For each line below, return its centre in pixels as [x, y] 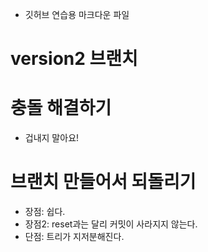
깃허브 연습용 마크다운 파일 [77, 14]
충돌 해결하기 [61, 108]
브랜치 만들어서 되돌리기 [103, 182]
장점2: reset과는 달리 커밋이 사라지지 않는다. [111, 224]
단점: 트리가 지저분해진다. [74, 237]
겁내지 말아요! [52, 138]
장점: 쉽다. [45, 212]
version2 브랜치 [74, 59]
